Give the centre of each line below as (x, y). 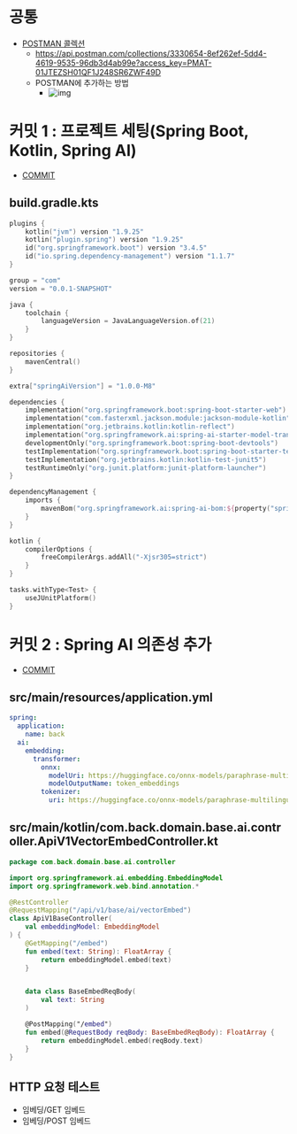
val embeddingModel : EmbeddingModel (93, 927)
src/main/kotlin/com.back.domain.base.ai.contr (145, 828)
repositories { (37, 354)
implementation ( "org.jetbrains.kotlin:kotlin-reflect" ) (130, 427)
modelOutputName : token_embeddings (114, 783)
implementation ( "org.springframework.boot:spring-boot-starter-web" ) (156, 410)
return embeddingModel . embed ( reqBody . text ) (122, 1040)
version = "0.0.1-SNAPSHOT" (61, 289)
